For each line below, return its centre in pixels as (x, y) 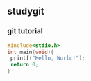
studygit (26, 11)
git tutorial (25, 31)
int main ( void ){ (31, 52)
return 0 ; (24, 65)
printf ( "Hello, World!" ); (48, 58)
